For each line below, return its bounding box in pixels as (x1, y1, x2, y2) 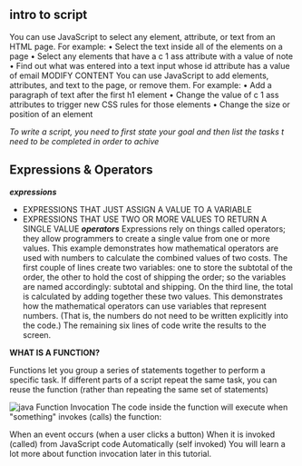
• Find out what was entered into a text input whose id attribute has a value (9, 60, 290, 71)
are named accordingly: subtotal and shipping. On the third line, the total (22, 281, 293, 292)
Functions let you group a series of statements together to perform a (9, 364, 266, 375)
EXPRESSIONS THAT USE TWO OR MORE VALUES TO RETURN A (22, 213, 268, 224)
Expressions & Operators (9, 163, 153, 178)
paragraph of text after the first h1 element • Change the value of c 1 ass (9, 89, 279, 100)
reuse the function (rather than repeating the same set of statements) (9, 383, 269, 394)
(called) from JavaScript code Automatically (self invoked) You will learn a (9, 438, 286, 449)
